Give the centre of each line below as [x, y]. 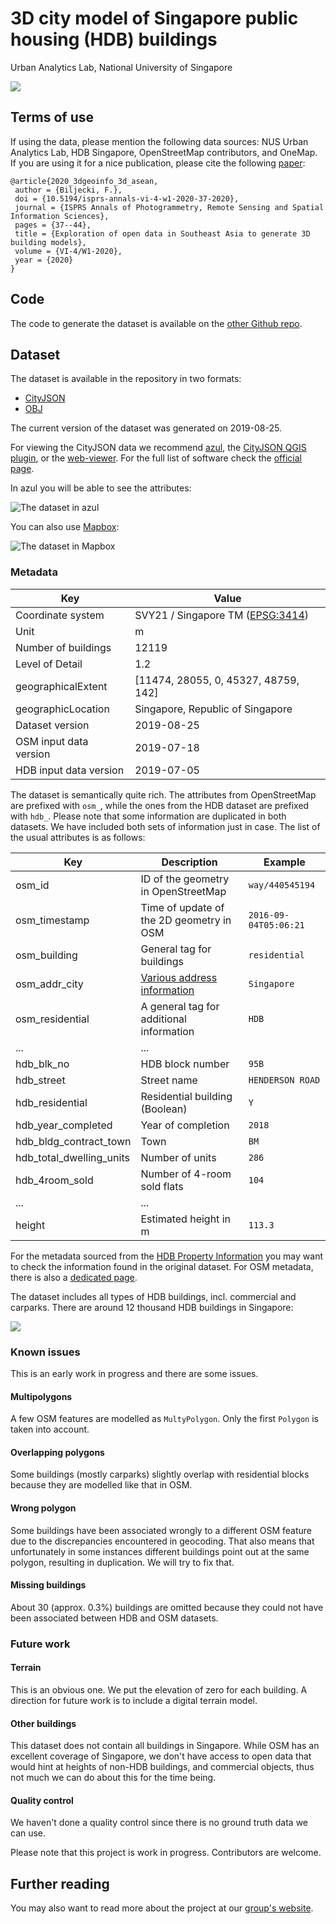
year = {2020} [44, 260]
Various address [179, 977]
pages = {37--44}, [53, 225]
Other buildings [43, 1723]
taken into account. [50, 1429]
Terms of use [52, 117]
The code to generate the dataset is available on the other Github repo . [156, 323]
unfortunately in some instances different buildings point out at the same [160, 1551]
